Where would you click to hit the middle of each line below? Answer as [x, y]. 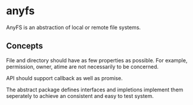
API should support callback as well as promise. [65, 78]
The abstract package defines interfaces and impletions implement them [95, 90]
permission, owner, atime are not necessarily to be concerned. [82, 66]
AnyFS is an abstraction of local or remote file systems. [73, 27]
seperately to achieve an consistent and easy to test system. [80, 96]
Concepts [25, 46]
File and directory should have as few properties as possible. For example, [97, 60]
